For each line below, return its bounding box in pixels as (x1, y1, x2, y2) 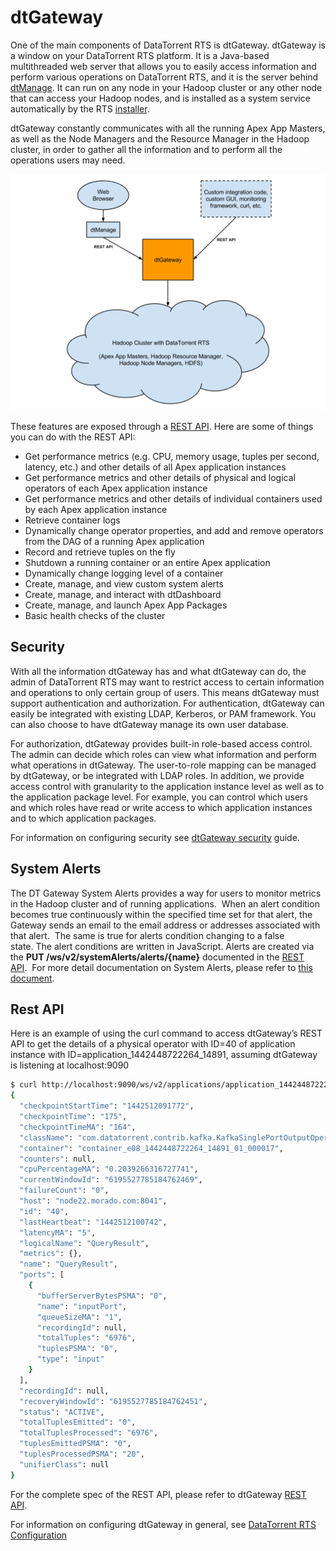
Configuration (10, 1529, 68, 1541)
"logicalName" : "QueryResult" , (19, 1238, 150, 1248)
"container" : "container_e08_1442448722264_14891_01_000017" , (19, 1143, 284, 1153)
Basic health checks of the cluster (24, 609, 166, 621)
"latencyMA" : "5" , (19, 1227, 97, 1238)
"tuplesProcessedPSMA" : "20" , (19, 1449, 145, 1459)
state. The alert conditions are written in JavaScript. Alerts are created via (10, 940, 315, 952)
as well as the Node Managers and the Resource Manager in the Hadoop (10, 132, 310, 145)
